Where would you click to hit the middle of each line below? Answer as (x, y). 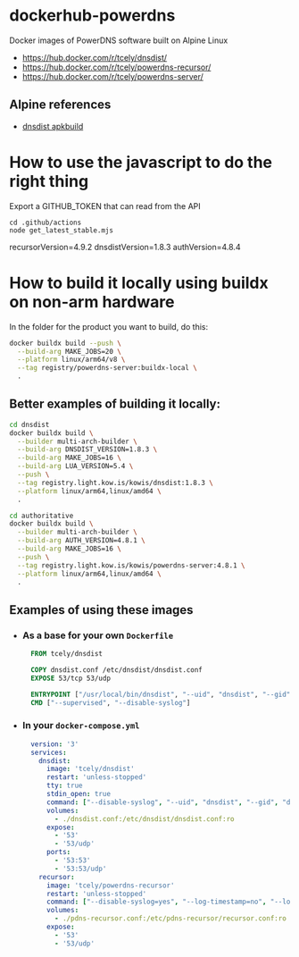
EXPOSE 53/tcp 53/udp (71, 678)
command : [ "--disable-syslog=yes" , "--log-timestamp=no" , (156, 902)
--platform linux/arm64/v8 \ (71, 360)
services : (49, 752)
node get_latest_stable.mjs (62, 230)
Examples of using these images (101, 610)
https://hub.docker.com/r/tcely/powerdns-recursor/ (116, 67)
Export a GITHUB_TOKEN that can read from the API (105, 206)
